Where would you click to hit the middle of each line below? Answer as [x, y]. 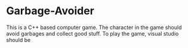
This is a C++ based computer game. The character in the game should [94, 27]
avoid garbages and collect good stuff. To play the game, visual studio [93, 33]
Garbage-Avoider [50, 11]
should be [19, 40]
